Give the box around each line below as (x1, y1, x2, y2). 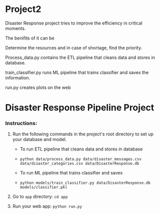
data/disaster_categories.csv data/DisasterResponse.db (20, 161, 139, 166)
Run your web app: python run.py (12, 203, 82, 209)
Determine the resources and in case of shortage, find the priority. (5, 44, 142, 50)
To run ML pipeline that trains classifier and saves (20, 170, 123, 176)
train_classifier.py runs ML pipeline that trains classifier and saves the (5, 69, 149, 75)
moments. (5, 25, 26, 31)
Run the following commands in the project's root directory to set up (12, 131, 154, 137)
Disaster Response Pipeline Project (5, 102, 154, 113)
